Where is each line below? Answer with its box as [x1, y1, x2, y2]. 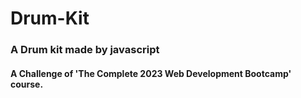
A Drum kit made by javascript [10, 43, 160, 57]
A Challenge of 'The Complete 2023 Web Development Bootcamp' [10, 67, 292, 79]
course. [10, 78, 44, 90]
